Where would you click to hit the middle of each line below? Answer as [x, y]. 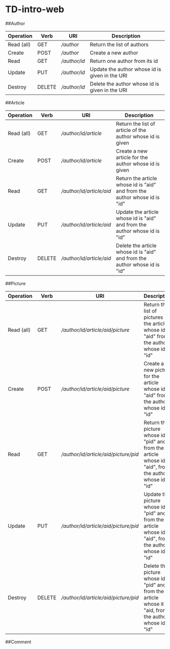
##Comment [18, 642]
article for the [132, 157]
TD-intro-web [35, 9]
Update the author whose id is [125, 69]
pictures [153, 317]
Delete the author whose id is [124, 84]
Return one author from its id [124, 61]
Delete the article [136, 246]
